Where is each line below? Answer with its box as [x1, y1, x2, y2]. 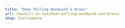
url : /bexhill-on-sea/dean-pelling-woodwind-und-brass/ [5, 11, 120, 16]
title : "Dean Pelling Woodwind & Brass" [5, 7, 88, 12]
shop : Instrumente [5, 16, 42, 20]
